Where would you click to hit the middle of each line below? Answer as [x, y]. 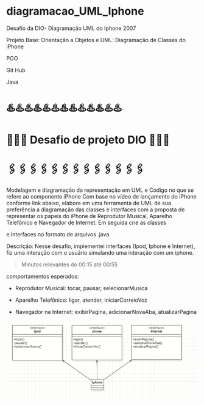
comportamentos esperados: [43, 277]
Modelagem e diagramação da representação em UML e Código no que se [100, 190]
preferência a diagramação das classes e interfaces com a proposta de [96, 210]
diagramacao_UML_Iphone [75, 11]
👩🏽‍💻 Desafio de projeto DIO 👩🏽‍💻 [88, 140]
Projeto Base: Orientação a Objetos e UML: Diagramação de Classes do [96, 40]
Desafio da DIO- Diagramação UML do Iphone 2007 [71, 28]
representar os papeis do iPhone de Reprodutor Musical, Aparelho [89, 216]
